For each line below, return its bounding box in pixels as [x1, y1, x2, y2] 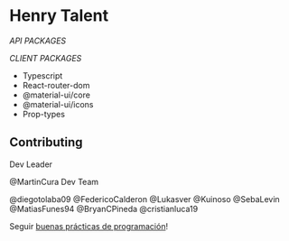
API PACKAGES [9, 35, 67, 46]
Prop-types [22, 108, 66, 119]
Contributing [9, 134, 83, 150]
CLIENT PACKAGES [9, 52, 82, 63]
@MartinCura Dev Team [9, 176, 99, 187]
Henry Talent [9, 5, 109, 26]
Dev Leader [9, 159, 52, 170]
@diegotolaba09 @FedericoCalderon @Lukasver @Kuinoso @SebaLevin [9, 193, 280, 204]
